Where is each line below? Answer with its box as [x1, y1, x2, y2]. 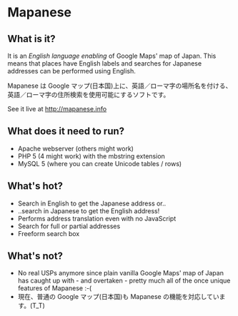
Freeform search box [17, 229, 80, 238]
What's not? [7, 250, 63, 263]
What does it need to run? [7, 126, 125, 138]
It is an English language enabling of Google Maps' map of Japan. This [7, 51, 217, 60]
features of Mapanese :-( [17, 284, 92, 292]
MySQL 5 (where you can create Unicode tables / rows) [17, 159, 182, 168]
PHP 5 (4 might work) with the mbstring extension [17, 151, 166, 160]
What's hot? [7, 180, 63, 193]
